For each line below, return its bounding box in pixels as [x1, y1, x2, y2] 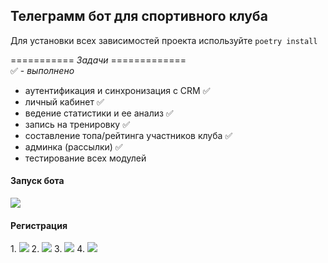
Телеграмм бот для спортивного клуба [10, 8, 268, 25]
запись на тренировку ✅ [24, 118, 130, 130]
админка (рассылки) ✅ [24, 140, 123, 153]
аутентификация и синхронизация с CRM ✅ [24, 84, 211, 96]
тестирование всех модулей [24, 152, 147, 164]
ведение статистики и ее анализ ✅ [24, 107, 174, 119]
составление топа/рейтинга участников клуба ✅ [24, 129, 233, 141]
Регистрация [10, 219, 68, 231]
